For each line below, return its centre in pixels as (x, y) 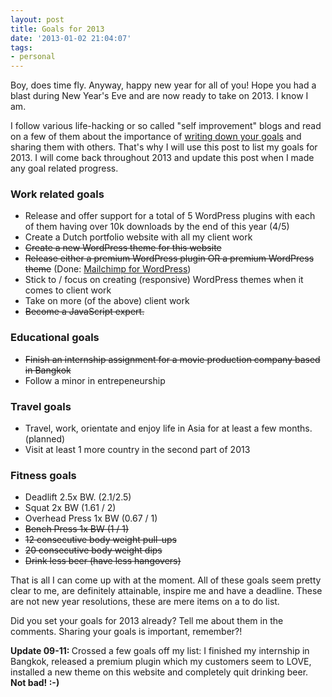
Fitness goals (43, 475)
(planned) (45, 439)
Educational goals (55, 338)
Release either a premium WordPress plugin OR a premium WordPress (169, 258)
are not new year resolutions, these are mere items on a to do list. (145, 602)
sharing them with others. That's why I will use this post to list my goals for (164, 147)
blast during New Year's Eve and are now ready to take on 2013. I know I (159, 96)
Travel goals (41, 406)
